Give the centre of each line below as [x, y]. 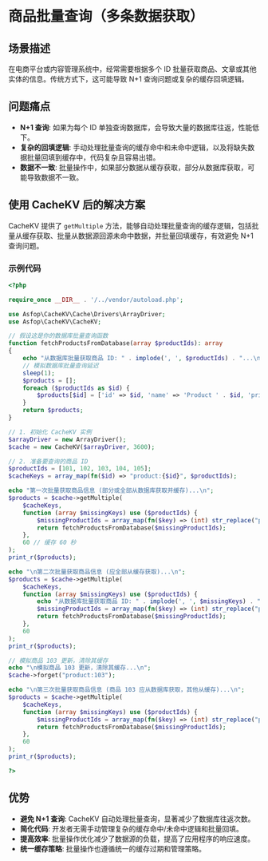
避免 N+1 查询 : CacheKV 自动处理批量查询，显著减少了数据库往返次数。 [137, 819]
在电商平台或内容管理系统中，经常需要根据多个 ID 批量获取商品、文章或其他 [132, 69]
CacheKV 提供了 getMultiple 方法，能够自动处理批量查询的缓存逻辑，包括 [130, 225]
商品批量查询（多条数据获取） [106, 16]
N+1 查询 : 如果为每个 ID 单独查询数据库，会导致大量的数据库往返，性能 [136, 127]
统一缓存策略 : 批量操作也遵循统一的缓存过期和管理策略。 [112, 848]
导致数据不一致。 [55, 177]
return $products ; [53, 411]
